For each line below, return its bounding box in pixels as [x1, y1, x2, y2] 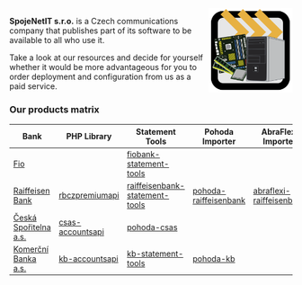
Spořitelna [13, 221, 51, 232]
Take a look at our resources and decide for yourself [9, 52, 204, 63]
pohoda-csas [127, 221, 178, 232]
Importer [201, 136, 236, 147]
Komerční [13, 244, 49, 254]
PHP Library [66, 131, 112, 142]
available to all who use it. [9, 35, 105, 45]
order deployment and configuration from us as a [9, 71, 191, 82]
